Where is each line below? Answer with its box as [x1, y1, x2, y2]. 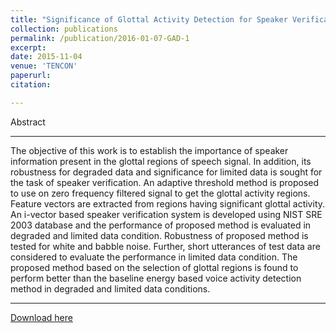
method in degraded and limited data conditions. [10, 282, 211, 295]
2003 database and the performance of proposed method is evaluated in [10, 219, 312, 231]
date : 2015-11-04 [10, 52, 83, 62]
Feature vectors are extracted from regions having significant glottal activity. [10, 197, 326, 210]
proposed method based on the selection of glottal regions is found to [10, 261, 299, 273]
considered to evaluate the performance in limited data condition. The [10, 251, 298, 263]
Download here [10, 311, 73, 323]
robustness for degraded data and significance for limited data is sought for [10, 166, 323, 178]
